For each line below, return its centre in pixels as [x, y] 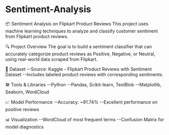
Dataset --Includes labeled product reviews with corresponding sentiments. [84, 74]
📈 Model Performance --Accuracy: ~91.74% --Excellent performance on [81, 102]
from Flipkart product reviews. [37, 36]
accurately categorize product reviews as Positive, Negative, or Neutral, [80, 54]
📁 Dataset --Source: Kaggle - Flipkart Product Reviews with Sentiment [79, 69]
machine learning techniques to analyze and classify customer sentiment [82, 31]
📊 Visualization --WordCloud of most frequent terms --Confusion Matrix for [85, 119]
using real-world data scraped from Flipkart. [52, 59]
